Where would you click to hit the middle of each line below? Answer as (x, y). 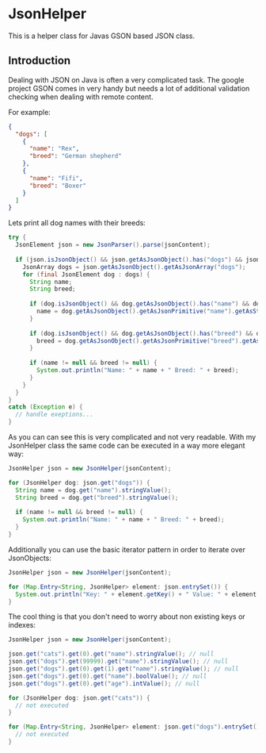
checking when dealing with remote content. (81, 97)
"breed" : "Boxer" (58, 186)
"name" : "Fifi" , (56, 178)
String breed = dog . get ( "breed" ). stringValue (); (97, 498)
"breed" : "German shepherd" (76, 156)
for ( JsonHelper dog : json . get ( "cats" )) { (79, 698)
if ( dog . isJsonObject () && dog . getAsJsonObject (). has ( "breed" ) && (141, 333)
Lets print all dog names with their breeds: (77, 223)
